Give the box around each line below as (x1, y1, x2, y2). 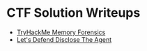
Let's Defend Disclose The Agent (16, 35, 112, 43)
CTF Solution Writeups (6, 5, 141, 21)
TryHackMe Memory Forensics (16, 28, 106, 36)
